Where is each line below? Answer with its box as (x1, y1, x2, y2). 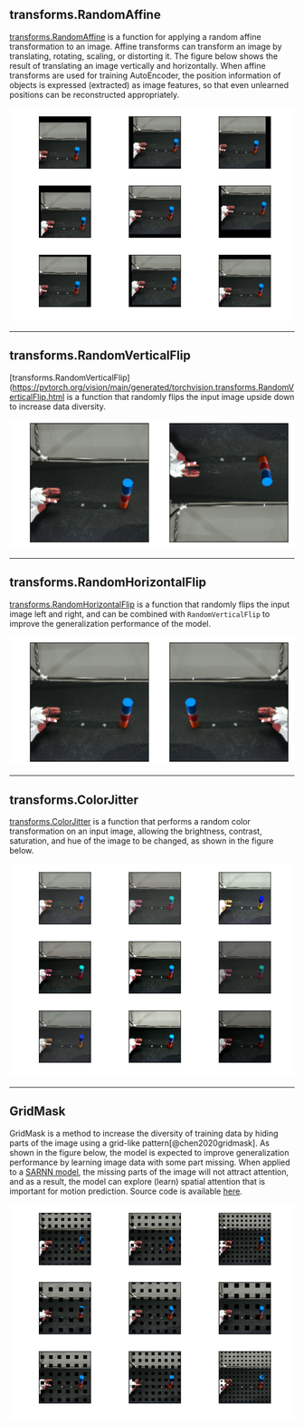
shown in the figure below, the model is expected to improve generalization (9, 1147, 290, 1157)
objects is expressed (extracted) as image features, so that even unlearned (9, 79, 290, 90)
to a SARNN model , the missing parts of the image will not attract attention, (9, 1166, 290, 1177)
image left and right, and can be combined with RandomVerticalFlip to (9, 608, 271, 620)
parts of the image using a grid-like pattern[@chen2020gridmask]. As (9, 1138, 270, 1148)
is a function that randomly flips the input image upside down (66, 391, 295, 402)
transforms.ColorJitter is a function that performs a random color (9, 816, 252, 826)
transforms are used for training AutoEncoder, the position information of (9, 70, 281, 81)
